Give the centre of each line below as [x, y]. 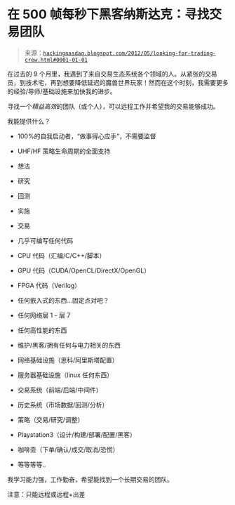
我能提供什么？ [29, 121]
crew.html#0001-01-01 [56, 60]
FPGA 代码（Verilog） [49, 285]
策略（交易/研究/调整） [51, 419]
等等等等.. [32, 464]
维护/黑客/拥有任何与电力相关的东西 [69, 345]
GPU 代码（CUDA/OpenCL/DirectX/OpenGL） [84, 270]
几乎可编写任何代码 [45, 240]
